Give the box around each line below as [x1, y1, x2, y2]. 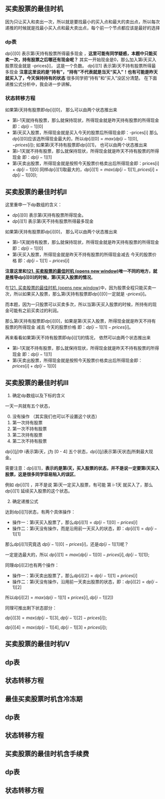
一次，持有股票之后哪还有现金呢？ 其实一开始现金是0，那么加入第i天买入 [9, 57, 157, 63]
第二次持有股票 [12, 432, 43, 438]
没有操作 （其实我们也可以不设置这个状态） [12, 413, 100, 420]
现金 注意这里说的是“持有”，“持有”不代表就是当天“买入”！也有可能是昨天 [9, 69, 158, 75]
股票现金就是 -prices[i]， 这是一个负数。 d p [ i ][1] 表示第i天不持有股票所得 [5, 63, 152, 69]
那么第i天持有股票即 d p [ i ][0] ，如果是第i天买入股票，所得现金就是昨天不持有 [5, 318, 156, 324]
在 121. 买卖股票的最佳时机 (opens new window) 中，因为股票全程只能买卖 [5, 285, 152, 291]
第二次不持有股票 [12, 438, 47, 444]
